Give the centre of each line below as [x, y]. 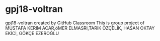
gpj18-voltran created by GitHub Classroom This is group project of [75, 23]
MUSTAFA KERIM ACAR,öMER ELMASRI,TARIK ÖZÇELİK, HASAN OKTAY [80, 28]
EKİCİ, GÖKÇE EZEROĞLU [32, 33]
